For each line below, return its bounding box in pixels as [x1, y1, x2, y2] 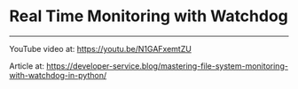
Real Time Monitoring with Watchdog [9, 6, 288, 26]
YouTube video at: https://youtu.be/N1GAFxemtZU [9, 43, 192, 54]
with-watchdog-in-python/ [9, 70, 107, 80]
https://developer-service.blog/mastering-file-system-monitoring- [46, 60, 288, 71]
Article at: [9, 60, 45, 71]
